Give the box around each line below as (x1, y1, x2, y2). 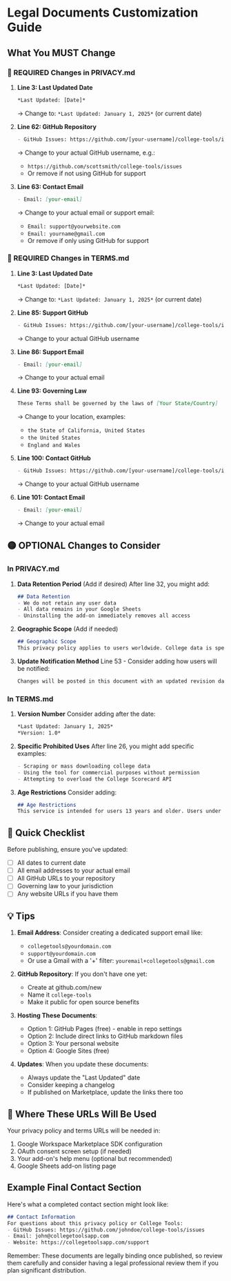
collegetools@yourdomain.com (27, 943, 112, 950)
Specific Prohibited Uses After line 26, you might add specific (17, 742, 194, 750)
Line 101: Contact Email (17, 493, 86, 502)
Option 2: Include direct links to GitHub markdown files (27, 1032, 183, 1040)
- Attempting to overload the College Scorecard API (17, 775, 172, 783)
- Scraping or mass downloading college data (17, 763, 150, 770)
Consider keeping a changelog (27, 1081, 115, 1089)
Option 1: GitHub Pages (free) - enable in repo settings (27, 1025, 182, 1033)
